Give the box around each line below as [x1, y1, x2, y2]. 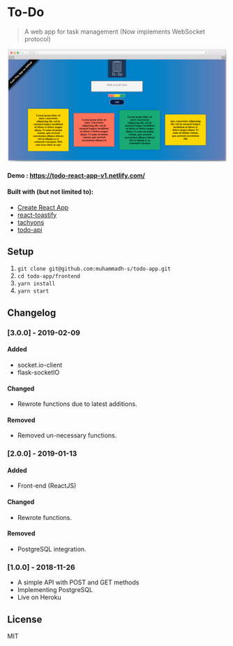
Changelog [7, 307, 57, 318]
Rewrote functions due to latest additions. [17, 400, 137, 408]
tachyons [17, 218, 45, 226]
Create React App [17, 203, 69, 211]
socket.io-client [17, 360, 63, 369]
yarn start [17, 288, 50, 295]
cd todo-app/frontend [17, 273, 80, 280]
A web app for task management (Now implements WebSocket [24, 27, 206, 36]
